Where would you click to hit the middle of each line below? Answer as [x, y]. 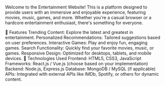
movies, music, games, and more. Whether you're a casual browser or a [78, 17]
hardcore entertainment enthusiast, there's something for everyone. [74, 23]
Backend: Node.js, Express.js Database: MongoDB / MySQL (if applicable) [80, 69]
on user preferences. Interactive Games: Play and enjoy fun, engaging [76, 43]
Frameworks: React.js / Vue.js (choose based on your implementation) [77, 64]
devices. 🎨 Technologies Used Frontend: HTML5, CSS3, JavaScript [73, 58]
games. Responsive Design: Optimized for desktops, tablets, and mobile [78, 53]
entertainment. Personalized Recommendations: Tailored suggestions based [83, 37]
